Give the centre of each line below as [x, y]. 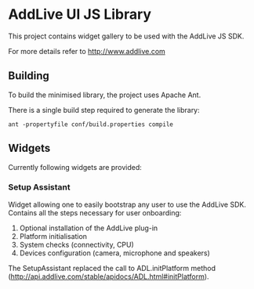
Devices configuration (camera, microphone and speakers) [114, 253]
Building [29, 76]
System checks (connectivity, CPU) [77, 244]
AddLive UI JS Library [80, 14]
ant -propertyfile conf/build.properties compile [91, 124]
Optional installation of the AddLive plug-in [89, 228]
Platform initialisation [53, 236]
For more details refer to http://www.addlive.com [87, 51]
